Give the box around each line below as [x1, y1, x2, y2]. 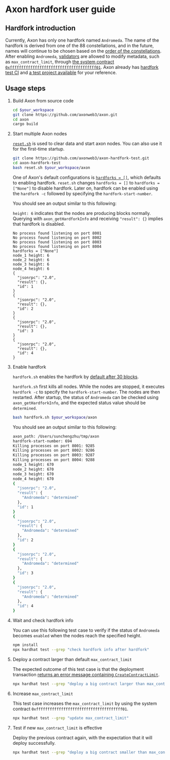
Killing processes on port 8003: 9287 [12, 453, 95, 458]
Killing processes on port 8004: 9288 [12, 457, 95, 462]
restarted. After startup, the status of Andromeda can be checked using [12, 394, 159, 400]
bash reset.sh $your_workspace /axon [12, 165, 90, 170]
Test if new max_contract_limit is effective [12, 725, 103, 731]
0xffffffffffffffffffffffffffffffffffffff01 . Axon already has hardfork [5, 64, 159, 70]
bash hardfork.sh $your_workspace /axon [12, 415, 97, 420]
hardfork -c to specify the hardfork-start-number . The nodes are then [12, 389, 160, 395]
